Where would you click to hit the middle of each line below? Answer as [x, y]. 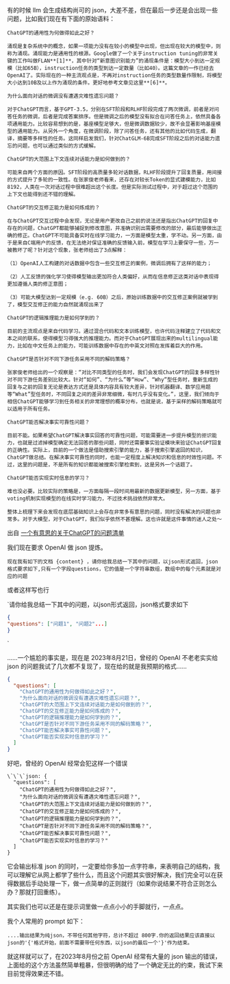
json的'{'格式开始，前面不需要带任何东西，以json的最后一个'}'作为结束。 [100, 943]
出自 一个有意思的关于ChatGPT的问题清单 [66, 533]
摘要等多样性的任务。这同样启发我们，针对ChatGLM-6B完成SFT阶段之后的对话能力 [116, 139]
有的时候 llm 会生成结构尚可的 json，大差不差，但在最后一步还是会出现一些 [113, 10]
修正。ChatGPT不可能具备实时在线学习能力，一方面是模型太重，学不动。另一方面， [117, 236]
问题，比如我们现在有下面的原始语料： [61, 19]
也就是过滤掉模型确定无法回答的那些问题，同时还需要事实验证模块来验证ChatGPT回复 [119, 443]
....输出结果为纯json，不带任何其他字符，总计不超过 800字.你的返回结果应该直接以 [111, 936]
